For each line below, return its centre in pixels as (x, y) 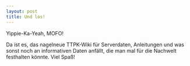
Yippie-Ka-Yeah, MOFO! (35, 33)
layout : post (22, 11)
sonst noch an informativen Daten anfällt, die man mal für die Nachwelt (91, 50)
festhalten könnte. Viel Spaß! (41, 57)
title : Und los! (26, 17)
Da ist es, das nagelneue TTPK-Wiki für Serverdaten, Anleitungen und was (95, 45)
